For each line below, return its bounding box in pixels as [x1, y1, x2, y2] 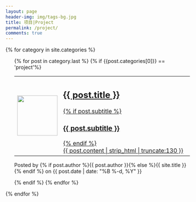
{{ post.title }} [63, 89, 120, 100]
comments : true [5, 30, 43, 36]
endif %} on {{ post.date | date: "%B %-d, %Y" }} [22, 168, 142, 175]
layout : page [5, 8, 37, 15]
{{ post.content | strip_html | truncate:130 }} [63, 147, 184, 155]
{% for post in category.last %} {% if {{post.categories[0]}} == [13, 58, 165, 65]
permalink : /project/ [5, 25, 59, 31]
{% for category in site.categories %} [5, 46, 96, 53]
